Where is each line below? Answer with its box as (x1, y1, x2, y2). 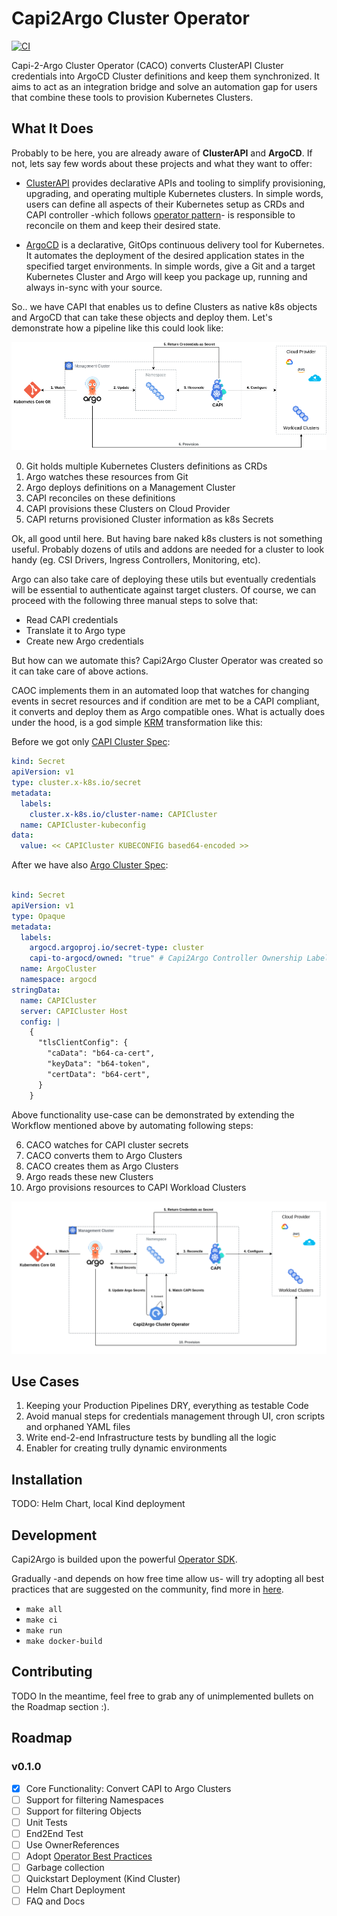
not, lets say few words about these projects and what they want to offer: (11, 157, 313, 169)
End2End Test (25, 1827, 84, 1839)
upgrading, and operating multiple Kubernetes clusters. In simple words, (25, 187, 324, 199)
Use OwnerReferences (25, 1838, 120, 1851)
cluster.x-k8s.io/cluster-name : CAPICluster (29, 809, 218, 819)
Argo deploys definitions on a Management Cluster (25, 482, 236, 494)
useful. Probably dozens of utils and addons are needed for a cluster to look (11, 543, 325, 556)
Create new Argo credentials (25, 635, 144, 647)
